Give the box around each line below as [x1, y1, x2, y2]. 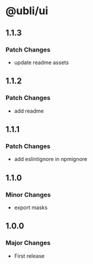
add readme [14, 107, 44, 114]
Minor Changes [5, 191, 51, 199]
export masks [14, 204, 48, 211]
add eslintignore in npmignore [14, 156, 88, 163]
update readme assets [14, 59, 69, 66]
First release [14, 252, 45, 259]
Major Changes [5, 239, 51, 247]
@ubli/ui [5, 4, 49, 18]
